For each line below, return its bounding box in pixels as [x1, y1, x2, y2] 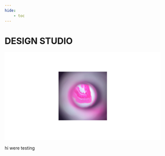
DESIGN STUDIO [4, 35, 73, 47]
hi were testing [4, 145, 35, 151]
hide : [4, 8, 16, 13]
